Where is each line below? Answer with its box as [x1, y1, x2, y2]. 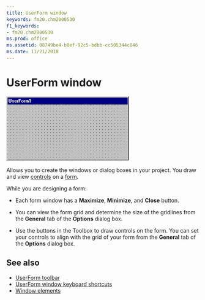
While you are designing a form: [6, 184, 87, 192]
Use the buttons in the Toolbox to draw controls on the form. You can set [15, 227, 199, 234]
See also [6, 258, 40, 268]
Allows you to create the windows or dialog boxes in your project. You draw [6, 166, 197, 174]
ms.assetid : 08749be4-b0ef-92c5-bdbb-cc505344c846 [6, 42, 138, 48]
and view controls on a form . [6, 173, 78, 180]
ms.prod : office [6, 36, 48, 42]
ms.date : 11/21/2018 [6, 49, 59, 55]
